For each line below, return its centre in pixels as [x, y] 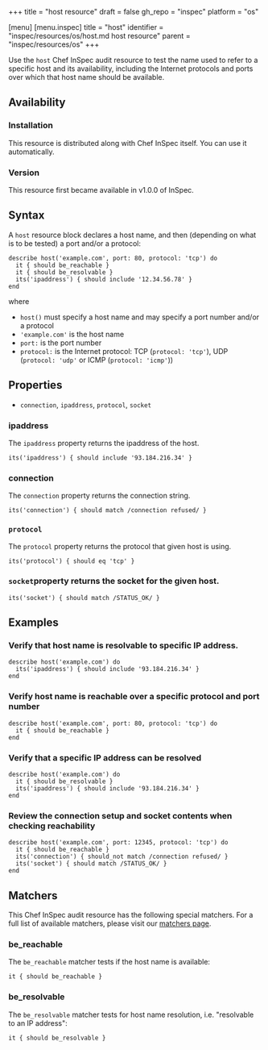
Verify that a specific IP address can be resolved [105, 757]
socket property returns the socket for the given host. [114, 581]
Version [24, 173]
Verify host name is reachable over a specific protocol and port [134, 697]
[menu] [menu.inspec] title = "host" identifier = [86, 27]
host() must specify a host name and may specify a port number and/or [140, 317]
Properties [35, 385]
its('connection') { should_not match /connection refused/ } [122, 857]
